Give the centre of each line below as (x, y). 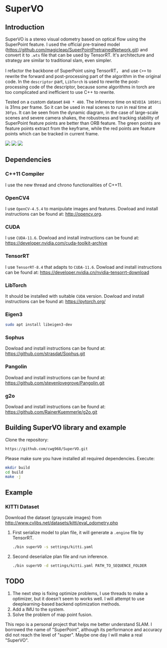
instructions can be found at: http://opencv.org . (54, 214)
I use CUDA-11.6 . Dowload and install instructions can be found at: (72, 238)
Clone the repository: (27, 440)
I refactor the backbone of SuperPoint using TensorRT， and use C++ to (78, 71)
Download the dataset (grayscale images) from (54, 517)
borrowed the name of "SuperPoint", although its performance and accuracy (84, 630)
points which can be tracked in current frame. (52, 134)
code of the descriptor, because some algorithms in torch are (92, 87)
